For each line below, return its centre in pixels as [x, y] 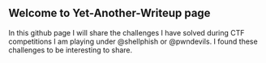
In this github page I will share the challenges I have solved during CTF [127, 32]
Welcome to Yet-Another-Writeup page [109, 13]
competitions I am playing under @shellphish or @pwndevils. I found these [133, 41]
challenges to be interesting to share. [71, 50]
